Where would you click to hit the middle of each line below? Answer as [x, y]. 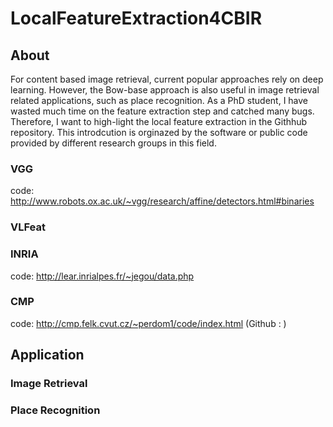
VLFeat [28, 227]
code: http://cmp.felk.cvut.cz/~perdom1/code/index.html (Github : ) [148, 323]
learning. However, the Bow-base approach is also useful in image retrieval [165, 90]
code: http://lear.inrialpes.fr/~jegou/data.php [102, 276]
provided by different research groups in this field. [113, 143]
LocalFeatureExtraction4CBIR [136, 18]
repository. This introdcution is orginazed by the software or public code [159, 132]
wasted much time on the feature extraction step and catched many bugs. [162, 111]
